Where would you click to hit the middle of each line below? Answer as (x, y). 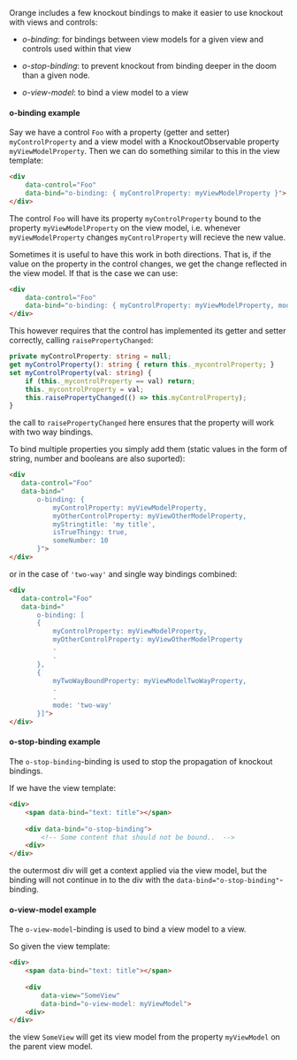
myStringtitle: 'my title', (104, 524)
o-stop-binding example (55, 741)
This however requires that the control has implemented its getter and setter (148, 331)
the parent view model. (51, 1047)
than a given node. (56, 75)
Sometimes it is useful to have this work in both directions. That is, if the (140, 254)
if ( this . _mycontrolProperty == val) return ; (110, 381)
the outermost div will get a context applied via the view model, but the (138, 871)
